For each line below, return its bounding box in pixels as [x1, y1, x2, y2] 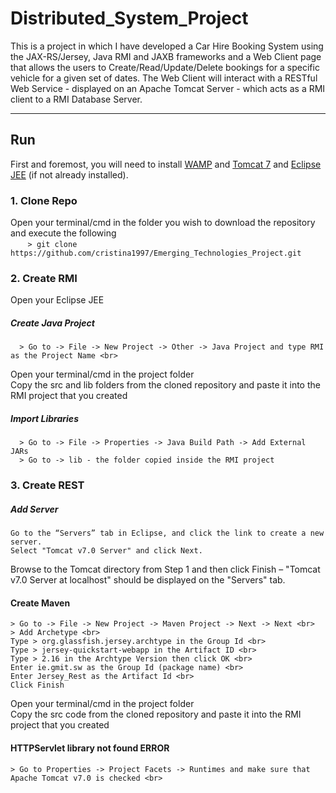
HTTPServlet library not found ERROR [10, 742, 170, 754]
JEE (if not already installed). [10, 168, 129, 181]
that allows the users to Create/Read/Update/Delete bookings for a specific [10, 61, 320, 73]
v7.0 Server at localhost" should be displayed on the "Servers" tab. [10, 574, 286, 586]
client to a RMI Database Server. [10, 93, 143, 105]
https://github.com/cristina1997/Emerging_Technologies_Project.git [10, 248, 302, 259]
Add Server [10, 503, 59, 515]
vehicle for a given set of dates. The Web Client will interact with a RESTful [10, 72, 318, 84]
